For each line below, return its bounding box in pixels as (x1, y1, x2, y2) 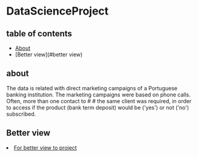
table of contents (6, 28, 73, 39)
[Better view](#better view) (15, 51, 83, 58)
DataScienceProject (6, 4, 109, 18)
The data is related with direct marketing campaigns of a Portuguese (6, 84, 177, 92)
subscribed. (6, 110, 36, 118)
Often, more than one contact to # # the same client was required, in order (6, 97, 192, 104)
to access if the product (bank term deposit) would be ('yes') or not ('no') (6, 104, 190, 111)
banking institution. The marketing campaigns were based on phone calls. (6, 91, 191, 98)
